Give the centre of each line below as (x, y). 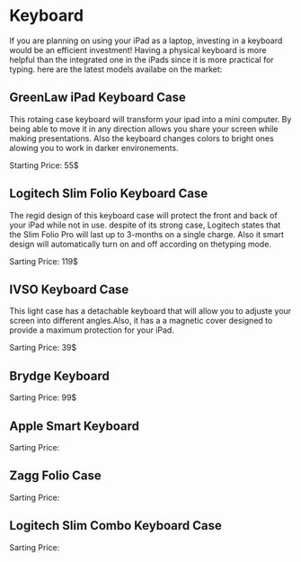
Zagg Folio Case (55, 476)
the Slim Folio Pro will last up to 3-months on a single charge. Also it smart (147, 234)
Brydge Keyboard (59, 375)
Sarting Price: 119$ (44, 261)
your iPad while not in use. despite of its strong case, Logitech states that (145, 225)
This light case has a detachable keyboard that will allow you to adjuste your (150, 311)
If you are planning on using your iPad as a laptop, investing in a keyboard (146, 40)
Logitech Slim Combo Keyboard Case (115, 526)
